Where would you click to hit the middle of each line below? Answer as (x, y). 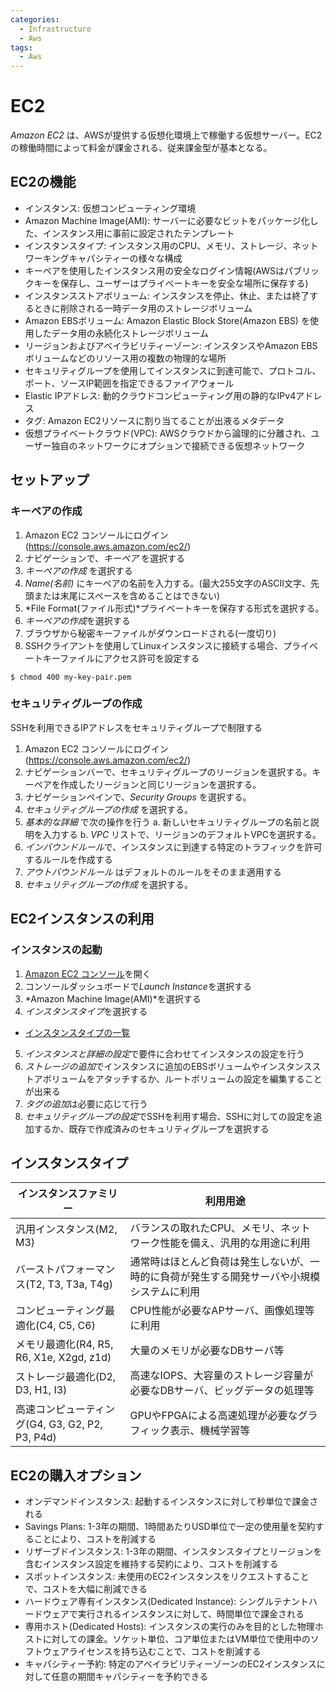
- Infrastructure (55, 29)
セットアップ (50, 480)
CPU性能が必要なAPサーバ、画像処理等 (222, 1311)
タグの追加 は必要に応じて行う (86, 1103)
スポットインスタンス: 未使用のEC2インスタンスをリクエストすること (167, 1577)
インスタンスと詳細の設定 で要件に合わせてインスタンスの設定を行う (164, 1053)
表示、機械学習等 (210, 1431)
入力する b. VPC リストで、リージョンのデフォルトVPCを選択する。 (182, 834)
